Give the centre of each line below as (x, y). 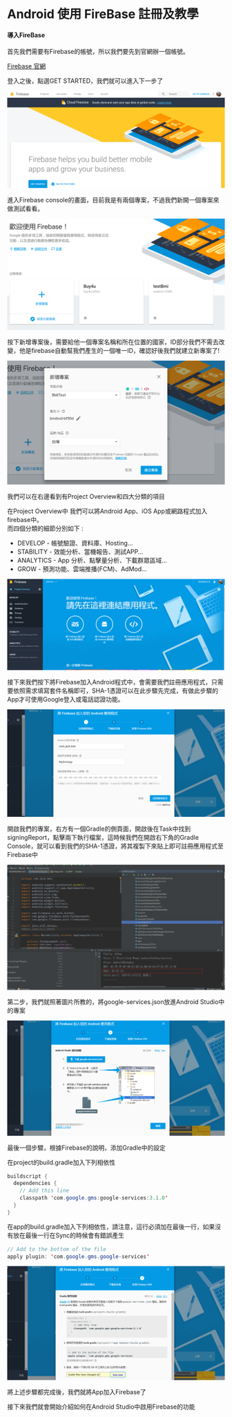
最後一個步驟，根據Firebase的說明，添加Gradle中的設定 (86, 1148)
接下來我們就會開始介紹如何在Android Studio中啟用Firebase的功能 (101, 1407)
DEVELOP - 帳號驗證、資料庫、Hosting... (75, 543)
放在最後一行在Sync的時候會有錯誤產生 (69, 1235)
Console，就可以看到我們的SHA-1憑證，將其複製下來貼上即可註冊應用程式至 (115, 846)
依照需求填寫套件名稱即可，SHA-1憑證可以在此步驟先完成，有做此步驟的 (116, 691)
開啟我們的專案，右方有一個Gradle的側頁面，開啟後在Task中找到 (99, 829)
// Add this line (45, 1191)
